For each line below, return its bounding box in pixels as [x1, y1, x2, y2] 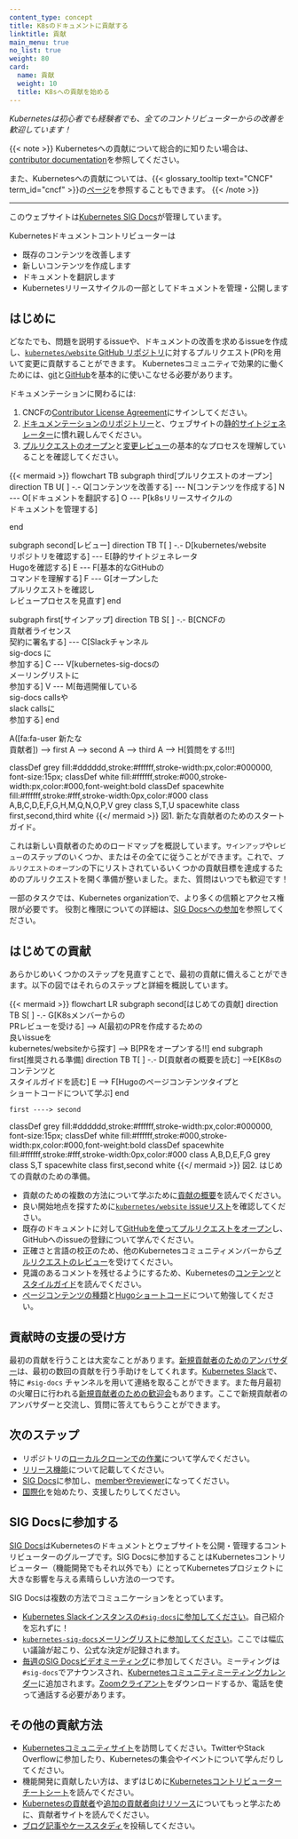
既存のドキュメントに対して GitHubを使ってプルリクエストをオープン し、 [21, 1223, 288, 1234]
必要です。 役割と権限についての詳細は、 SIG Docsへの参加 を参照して [24, 904, 278, 915]
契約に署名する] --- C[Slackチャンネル [9, 636, 149, 647]
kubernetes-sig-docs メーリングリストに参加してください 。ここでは [21, 1633, 269, 1644]
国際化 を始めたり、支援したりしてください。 [21, 1486, 185, 1497]
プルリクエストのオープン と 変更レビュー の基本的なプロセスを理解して [21, 441, 278, 452]
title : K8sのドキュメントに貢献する [9, 21, 129, 30]
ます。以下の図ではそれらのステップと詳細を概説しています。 [9, 979, 233, 991]
